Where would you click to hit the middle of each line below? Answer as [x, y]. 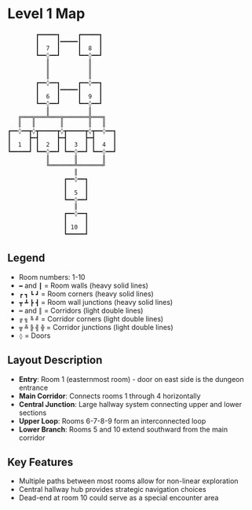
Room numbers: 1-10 [52, 277]
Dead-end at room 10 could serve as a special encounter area [119, 498]
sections [33, 413]
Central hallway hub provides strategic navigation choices [112, 490]
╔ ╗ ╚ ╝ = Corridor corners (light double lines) [91, 318]
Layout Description [55, 360]
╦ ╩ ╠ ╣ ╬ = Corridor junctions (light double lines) [96, 327]
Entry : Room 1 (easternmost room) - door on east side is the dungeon [131, 379]
